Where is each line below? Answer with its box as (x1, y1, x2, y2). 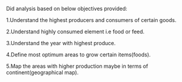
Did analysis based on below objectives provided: (6, 5, 127, 12)
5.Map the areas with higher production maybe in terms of (6, 62, 148, 70)
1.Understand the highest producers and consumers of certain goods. (6, 17, 177, 23)
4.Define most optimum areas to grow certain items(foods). (6, 51, 151, 58)
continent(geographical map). (6, 69, 79, 76)
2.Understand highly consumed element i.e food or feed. (6, 28, 145, 35)
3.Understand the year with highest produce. (6, 40, 116, 46)
